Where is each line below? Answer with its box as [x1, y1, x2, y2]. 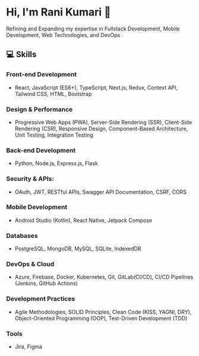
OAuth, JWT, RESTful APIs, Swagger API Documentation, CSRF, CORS [14, 188, 187, 196]
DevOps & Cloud [6, 260, 55, 268]
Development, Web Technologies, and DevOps [6, 31, 121, 38]
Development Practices [6, 295, 75, 303]
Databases [6, 231, 38, 240]
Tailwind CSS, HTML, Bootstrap [14, 90, 92, 97]
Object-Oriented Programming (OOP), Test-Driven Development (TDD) [14, 314, 188, 321]
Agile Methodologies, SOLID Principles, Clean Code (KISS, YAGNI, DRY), [14, 308, 192, 315]
